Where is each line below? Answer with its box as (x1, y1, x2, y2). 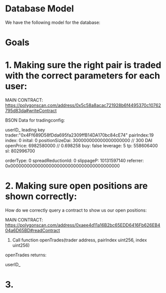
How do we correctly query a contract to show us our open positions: (5, 207, 147, 213)
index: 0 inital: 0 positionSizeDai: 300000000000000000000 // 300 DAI (5, 138, 153, 144)
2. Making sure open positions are (5, 180, 148, 192)
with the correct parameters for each (5, 70, 160, 81)
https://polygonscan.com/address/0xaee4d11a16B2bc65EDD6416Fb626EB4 (5, 222, 161, 228)
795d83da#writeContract (5, 108, 57, 114)
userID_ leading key (5, 127, 46, 133)
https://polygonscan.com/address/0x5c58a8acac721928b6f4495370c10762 (5, 102, 161, 108)
